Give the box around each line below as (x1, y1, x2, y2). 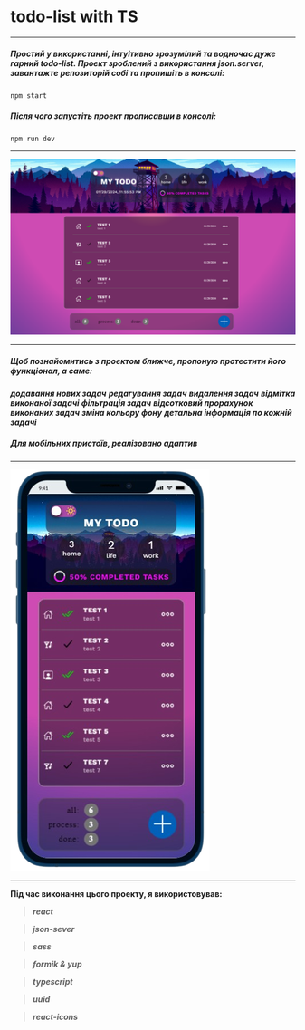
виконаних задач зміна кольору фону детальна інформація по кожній (10, 407, 292, 418)
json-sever (32, 923, 75, 934)
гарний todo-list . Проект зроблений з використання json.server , (10, 57, 265, 69)
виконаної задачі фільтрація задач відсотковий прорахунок (10, 397, 253, 409)
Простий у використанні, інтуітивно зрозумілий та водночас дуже (10, 48, 277, 59)
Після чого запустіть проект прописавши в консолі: (10, 111, 216, 121)
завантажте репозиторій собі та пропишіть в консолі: (10, 67, 225, 78)
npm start (10, 91, 48, 101)
